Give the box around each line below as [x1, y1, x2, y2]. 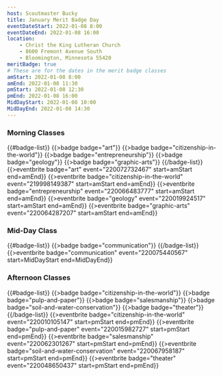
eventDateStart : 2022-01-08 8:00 [7, 23, 103, 29]
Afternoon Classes [7, 273, 70, 282]
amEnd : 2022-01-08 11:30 [7, 80, 78, 87]
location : [7, 36, 36, 42]
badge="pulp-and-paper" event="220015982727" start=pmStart [7, 325, 190, 333]
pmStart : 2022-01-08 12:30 [7, 86, 84, 93]
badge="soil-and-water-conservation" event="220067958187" [7, 347, 185, 355]
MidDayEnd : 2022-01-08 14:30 [7, 105, 90, 112]
